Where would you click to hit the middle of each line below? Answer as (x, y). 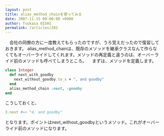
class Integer (20, 70)
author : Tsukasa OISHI (28, 23)
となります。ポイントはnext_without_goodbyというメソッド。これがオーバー (82, 122)
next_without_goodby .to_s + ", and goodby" (59, 79)
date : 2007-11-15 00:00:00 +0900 (39, 19)
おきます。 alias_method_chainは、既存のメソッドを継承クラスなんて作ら (79, 49)
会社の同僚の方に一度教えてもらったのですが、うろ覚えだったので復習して (84, 43)
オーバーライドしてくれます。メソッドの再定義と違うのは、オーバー (86, 55)
